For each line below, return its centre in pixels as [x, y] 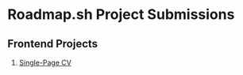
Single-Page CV [45, 62]
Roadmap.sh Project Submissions [121, 15]
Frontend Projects [53, 44]
